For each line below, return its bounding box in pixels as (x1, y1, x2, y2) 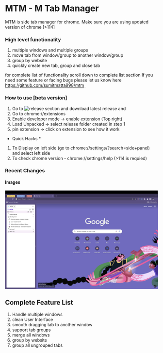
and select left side (12, 150, 50, 156)
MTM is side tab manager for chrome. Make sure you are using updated (5, 19, 149, 25)
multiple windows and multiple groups (12, 47, 88, 53)
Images (5, 179, 20, 185)
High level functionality (5, 36, 62, 43)
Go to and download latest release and (12, 105, 126, 112)
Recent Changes (5, 167, 45, 174)
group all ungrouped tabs (12, 342, 63, 348)
